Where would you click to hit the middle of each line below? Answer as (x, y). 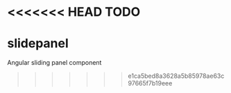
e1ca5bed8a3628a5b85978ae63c (176, 76)
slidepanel (38, 44)
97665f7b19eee (150, 83)
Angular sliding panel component (54, 63)
